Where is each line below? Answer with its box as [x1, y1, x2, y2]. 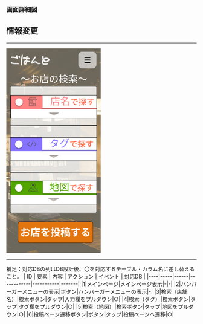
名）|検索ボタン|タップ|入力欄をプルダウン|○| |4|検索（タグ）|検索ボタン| [6, 296, 191, 303]
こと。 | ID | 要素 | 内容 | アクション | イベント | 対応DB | [6, 273, 146, 280]
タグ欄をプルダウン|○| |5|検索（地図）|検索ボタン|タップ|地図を [18, 303, 178, 311]
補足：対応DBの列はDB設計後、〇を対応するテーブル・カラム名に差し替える [6, 265, 195, 273]
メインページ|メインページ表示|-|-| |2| [86, 280, 181, 288]
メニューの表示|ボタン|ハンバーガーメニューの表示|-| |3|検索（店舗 [22, 288, 188, 296]
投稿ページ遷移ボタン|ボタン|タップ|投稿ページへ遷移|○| [33, 311, 174, 318]
